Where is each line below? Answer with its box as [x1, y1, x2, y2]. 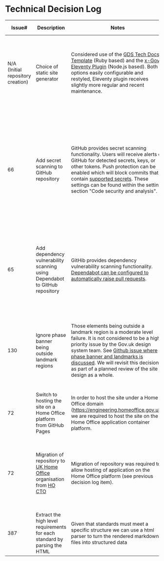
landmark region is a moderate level [71, 329, 153, 335]
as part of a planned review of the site [71, 365, 158, 372]
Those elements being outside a [71, 322, 145, 329]
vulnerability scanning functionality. [71, 263, 153, 270]
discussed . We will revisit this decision [71, 359, 159, 366]
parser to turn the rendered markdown [71, 533, 159, 539]
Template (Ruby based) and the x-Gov [71, 57, 160, 64]
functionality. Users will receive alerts [71, 151, 157, 157]
